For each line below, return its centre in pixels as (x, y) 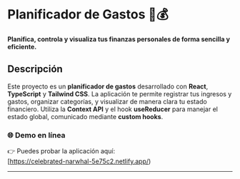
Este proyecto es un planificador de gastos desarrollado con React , (108, 86)
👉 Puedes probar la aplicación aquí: (61, 151)
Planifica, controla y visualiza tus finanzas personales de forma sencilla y (119, 39)
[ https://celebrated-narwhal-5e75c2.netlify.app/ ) (79, 161)
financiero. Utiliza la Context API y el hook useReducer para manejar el (112, 109)
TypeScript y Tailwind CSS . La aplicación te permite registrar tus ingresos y (120, 93)
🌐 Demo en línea (36, 135)
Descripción (35, 69)
